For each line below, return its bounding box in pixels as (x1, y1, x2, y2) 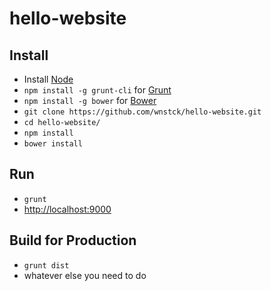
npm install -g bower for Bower (23, 95, 157, 106)
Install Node (23, 73, 74, 85)
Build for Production (9, 232, 137, 249)
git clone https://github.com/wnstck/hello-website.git (23, 107, 262, 117)
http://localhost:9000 (23, 203, 112, 215)
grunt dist (23, 260, 70, 271)
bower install (23, 139, 83, 149)
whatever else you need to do (23, 269, 147, 281)
